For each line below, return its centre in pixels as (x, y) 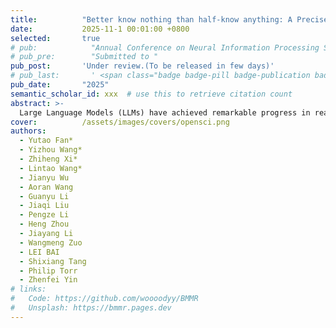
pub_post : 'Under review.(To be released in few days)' (142, 66)
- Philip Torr (48, 271)
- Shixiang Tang (53, 261)
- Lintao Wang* (51, 168)
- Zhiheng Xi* (48, 159)
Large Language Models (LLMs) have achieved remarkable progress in (165, 112)
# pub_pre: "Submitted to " (84, 57)
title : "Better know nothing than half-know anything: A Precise (169, 19)
